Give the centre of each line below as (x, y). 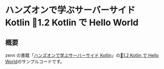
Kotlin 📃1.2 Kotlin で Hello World (72, 23)
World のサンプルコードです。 (35, 62)
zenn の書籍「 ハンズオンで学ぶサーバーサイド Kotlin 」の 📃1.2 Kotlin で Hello (82, 55)
